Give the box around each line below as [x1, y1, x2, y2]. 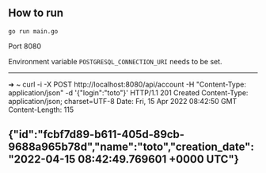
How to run [8, 6, 64, 20]
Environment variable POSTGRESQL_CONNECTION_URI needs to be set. [8, 56, 223, 66]
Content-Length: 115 [8, 105, 74, 114]
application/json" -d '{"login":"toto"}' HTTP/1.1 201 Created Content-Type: [8, 87, 249, 98]
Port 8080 [8, 41, 42, 51]
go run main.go [8, 27, 59, 35]
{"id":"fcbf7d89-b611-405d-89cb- [8, 128, 184, 141]
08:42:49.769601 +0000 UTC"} [78, 152, 240, 166]
